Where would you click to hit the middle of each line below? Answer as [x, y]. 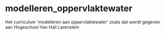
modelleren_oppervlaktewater [69, 9]
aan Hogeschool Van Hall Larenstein [42, 27]
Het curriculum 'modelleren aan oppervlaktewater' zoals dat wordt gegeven [83, 22]
